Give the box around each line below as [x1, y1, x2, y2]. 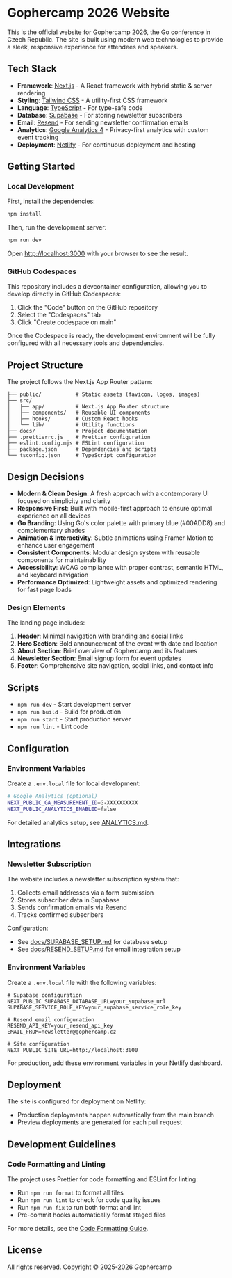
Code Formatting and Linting [7, 1159, 106, 1169]
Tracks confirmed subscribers [17, 911, 104, 919]
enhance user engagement [17, 541, 95, 550]
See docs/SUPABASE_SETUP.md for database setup [17, 938, 168, 946]
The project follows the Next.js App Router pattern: [7, 378, 153, 386]
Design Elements [7, 603, 66, 613]
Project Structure [7, 359, 83, 371]
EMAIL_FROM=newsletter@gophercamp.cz [7, 1028, 117, 1035]
